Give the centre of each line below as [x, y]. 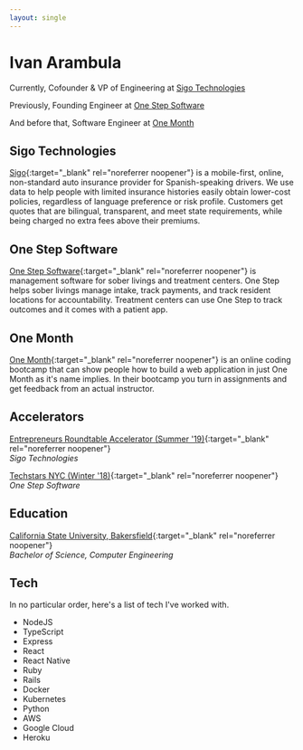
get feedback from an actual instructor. [82, 389]
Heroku [36, 737]
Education [39, 513]
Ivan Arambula [66, 62]
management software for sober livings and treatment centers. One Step [145, 280]
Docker [36, 689]
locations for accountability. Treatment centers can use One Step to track [146, 300]
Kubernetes [44, 699]
